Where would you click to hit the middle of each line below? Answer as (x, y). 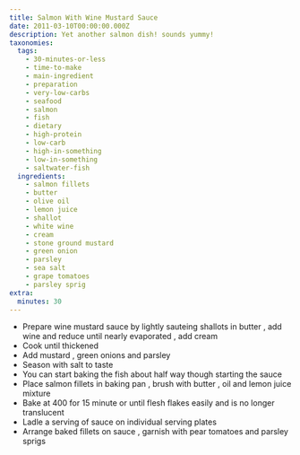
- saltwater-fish (58, 168)
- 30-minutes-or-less (65, 59)
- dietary (44, 127)
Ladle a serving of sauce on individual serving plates (120, 422)
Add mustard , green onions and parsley (96, 355)
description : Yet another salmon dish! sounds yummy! (112, 34)
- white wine (50, 226)
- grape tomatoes (58, 276)
